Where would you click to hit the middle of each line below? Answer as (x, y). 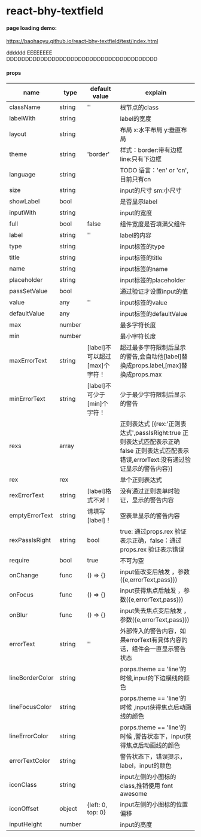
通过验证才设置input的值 (154, 291)
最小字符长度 (138, 336)
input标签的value (144, 302)
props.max (147, 374)
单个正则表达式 (141, 480)
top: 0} (97, 812)
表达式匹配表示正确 (153, 442)
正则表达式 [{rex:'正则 (150, 424)
